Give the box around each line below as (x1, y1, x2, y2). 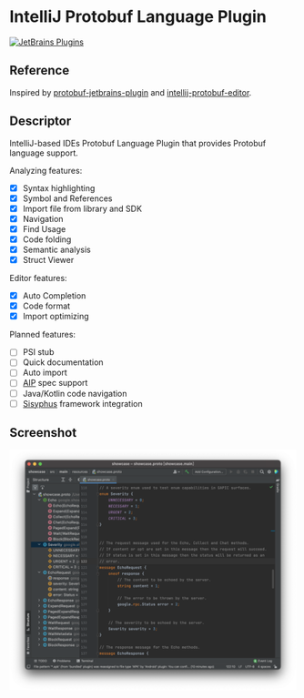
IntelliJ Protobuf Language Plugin (9, 6, 267, 27)
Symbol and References (22, 193, 113, 204)
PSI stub (22, 347, 55, 358)
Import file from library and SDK (22, 203, 143, 214)
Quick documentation (22, 357, 104, 368)
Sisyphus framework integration (22, 398, 143, 409)
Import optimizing (22, 311, 89, 322)
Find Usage (22, 223, 66, 234)
